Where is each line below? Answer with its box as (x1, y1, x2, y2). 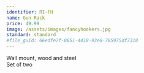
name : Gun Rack (6, 15, 45, 21)
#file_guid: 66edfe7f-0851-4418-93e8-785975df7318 (6, 37, 138, 44)
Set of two (6, 61, 32, 68)
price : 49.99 (6, 20, 40, 26)
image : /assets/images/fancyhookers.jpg (6, 26, 112, 33)
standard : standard (6, 32, 56, 38)
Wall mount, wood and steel (6, 55, 77, 61)
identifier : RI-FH (6, 9, 53, 15)
